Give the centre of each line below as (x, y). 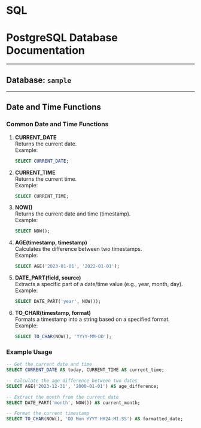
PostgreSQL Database (62, 38)
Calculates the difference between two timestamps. (78, 249)
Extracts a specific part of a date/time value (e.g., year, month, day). (99, 284)
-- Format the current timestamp (48, 414)
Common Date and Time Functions (57, 125)
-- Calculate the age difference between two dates (72, 381)
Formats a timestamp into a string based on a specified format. (92, 319)
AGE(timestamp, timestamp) (51, 242)
